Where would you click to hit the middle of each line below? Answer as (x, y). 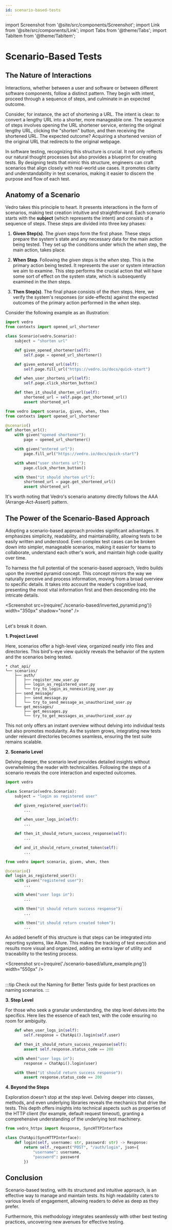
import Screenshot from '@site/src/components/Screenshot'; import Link (83, 25)
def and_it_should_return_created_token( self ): (66, 848)
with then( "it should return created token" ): (65, 923)
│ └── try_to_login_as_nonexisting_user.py (64, 689)
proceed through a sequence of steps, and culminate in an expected (78, 99)
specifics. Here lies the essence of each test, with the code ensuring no (81, 1015)
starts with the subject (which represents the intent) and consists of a (79, 218)
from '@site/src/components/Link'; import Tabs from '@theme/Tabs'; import (86, 30)
